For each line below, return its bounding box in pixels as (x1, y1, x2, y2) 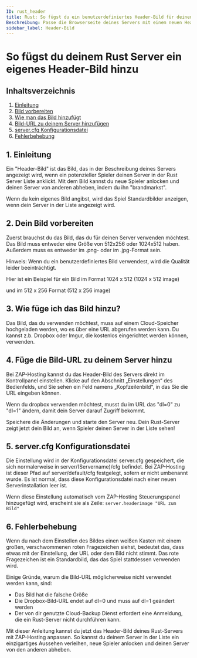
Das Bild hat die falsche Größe (14, 591, 88, 598)
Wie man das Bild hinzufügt (14, 114, 81, 121)
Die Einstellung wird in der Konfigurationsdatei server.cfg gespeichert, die (6, 457, 185, 464)
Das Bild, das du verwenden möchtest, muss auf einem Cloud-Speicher (6, 319, 179, 326)
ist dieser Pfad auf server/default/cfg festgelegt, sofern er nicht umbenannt (6, 470, 188, 477)
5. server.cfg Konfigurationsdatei (6, 441, 131, 452)
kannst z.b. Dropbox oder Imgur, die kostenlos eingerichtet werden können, (6, 332, 189, 339)
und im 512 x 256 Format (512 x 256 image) (6, 287, 111, 294)
